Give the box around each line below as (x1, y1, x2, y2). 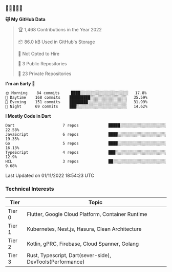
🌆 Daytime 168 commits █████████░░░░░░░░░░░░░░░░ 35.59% (5, 95, 147, 100)
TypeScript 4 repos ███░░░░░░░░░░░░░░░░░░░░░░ (5, 150, 166, 155)
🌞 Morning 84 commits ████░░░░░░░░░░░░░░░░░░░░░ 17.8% (5, 90, 147, 96)
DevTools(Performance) (27, 258, 85, 265)
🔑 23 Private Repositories (17, 70, 72, 77)
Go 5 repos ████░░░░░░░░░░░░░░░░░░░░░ (5, 141, 166, 146)
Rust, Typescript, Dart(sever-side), (27, 251, 112, 259)
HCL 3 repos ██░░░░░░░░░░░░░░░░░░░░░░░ (5, 159, 166, 164)
